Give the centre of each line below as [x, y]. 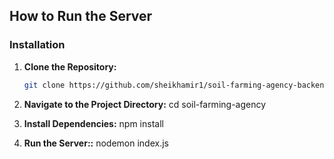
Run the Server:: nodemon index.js [96, 143]
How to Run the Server [81, 16]
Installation [37, 45]
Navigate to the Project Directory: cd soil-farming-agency [145, 104]
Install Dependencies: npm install [93, 123]
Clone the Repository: [70, 66]
